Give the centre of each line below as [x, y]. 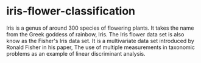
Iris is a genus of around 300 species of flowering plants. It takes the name [100, 28]
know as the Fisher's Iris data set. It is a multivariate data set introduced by [100, 41]
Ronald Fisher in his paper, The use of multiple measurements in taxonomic [100, 47]
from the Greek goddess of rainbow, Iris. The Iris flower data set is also [95, 34]
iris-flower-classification [71, 11]
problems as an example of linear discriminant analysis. [76, 53]
